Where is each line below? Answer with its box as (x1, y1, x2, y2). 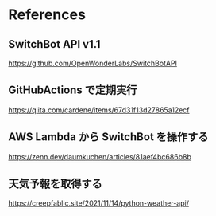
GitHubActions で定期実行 (8, 84, 137, 97)
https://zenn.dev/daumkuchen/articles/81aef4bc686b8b (8, 151, 192, 161)
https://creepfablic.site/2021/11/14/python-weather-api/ (8, 198, 189, 208)
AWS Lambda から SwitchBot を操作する (8, 130, 209, 144)
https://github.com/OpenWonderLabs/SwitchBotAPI (8, 58, 177, 68)
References (8, 6, 86, 24)
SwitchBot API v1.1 (8, 37, 101, 51)
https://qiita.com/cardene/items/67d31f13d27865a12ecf (8, 105, 190, 115)
